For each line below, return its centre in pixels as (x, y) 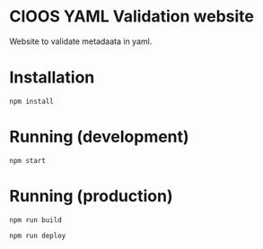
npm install (31, 101)
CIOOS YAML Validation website (131, 17)
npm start (28, 160)
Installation (52, 77)
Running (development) (100, 137)
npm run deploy (38, 236)
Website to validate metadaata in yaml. (81, 41)
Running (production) (91, 196)
